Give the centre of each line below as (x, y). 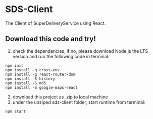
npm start (16, 111)
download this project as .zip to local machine (60, 97)
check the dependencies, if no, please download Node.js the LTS (80, 51)
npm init (14, 66)
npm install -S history (30, 79)
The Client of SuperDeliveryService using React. (56, 23)
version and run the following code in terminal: (61, 56)
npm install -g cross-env (32, 70)
